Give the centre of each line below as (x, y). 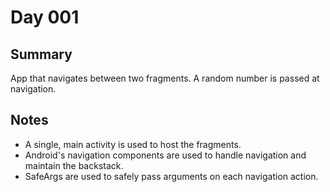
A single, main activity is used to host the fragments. (133, 144)
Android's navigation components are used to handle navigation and (165, 155)
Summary (41, 54)
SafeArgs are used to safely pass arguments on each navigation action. (171, 176)
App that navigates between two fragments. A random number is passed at (165, 78)
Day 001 (45, 17)
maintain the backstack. (74, 165)
